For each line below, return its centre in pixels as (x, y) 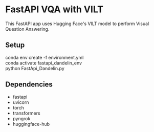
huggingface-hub (31, 124)
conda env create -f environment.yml (45, 57)
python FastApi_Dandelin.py (35, 68)
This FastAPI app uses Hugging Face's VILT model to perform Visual (77, 24)
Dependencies (29, 85)
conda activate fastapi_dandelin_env (44, 63)
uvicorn (21, 102)
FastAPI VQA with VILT (54, 9)
